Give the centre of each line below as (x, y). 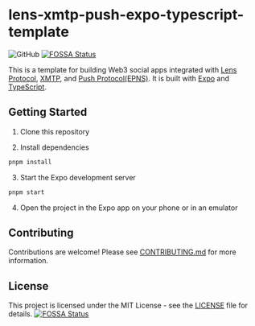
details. (21, 314)
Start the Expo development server (78, 177)
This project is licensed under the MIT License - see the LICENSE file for (128, 305)
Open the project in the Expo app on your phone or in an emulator (129, 208)
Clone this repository (55, 131)
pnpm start (27, 192)
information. (29, 261)
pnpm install (30, 162)
